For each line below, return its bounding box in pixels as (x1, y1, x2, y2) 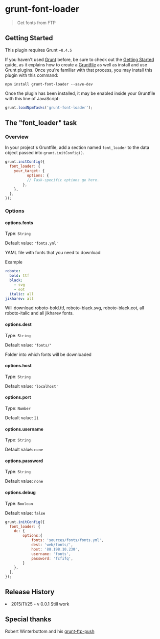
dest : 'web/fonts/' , (31, 542, 73, 548)
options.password (5, 458, 43, 464)
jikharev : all (5, 296, 34, 301)
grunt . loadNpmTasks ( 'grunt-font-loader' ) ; (5, 105, 93, 110)
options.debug (5, 490, 36, 495)
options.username (5, 426, 44, 432)
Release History (5, 588, 55, 596)
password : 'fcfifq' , (31, 556, 73, 561)
